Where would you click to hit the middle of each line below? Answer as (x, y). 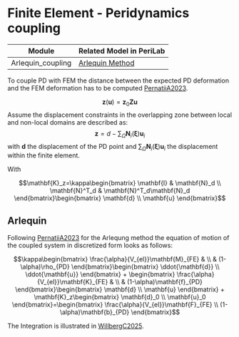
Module (41, 51)
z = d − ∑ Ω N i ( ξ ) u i (120, 134)
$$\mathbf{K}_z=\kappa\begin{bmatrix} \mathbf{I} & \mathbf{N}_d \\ (120, 183)
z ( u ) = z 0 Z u (120, 103)
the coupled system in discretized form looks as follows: (90, 245)
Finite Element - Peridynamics (98, 13)
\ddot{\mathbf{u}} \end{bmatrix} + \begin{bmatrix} (100, 274)
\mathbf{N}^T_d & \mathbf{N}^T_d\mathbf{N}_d (120, 191)
